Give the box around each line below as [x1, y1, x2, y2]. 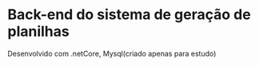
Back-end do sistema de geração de [7, 6, 251, 24]
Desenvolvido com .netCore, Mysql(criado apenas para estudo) [7, 49, 217, 58]
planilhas [7, 22, 70, 41]
